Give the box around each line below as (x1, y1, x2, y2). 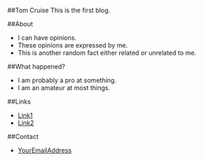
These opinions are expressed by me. (17, 41, 128, 49)
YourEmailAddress (17, 146, 72, 155)
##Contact (7, 133, 39, 140)
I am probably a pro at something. (17, 76, 117, 84)
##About (7, 20, 33, 28)
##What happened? (7, 62, 65, 70)
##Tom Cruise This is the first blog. (7, 6, 111, 14)
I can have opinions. (17, 33, 77, 42)
